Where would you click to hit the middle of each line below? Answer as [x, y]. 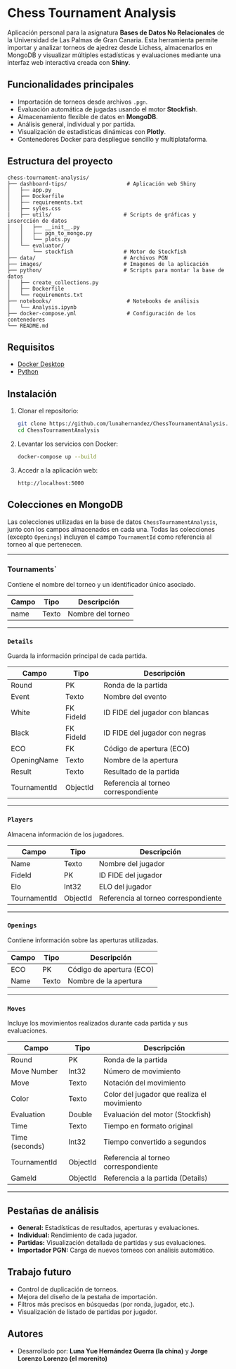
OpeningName [35, 760]
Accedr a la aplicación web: [58, 470]
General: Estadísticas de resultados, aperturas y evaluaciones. [108, 1227]
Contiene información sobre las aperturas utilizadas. [83, 940]
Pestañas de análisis [53, 1211]
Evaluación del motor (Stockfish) [157, 1114]
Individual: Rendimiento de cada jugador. [77, 1235]
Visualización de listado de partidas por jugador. [87, 1312]
